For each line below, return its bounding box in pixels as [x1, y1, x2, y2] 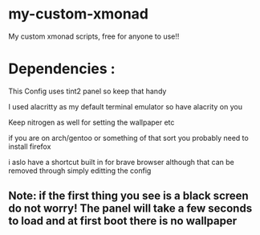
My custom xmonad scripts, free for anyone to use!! [8, 31, 180, 41]
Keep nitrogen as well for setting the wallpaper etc [8, 117, 175, 127]
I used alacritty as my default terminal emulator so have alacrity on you [8, 101, 243, 111]
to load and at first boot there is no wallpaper [8, 214, 238, 228]
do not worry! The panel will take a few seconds [8, 202, 253, 216]
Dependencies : [8, 60, 116, 78]
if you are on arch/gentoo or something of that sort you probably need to [8, 133, 249, 142]
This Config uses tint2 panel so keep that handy [8, 86, 167, 96]
